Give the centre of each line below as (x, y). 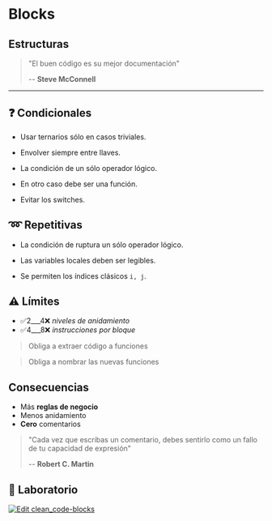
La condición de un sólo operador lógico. (89, 168)
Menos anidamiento (53, 416)
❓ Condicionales (50, 113)
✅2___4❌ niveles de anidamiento (75, 321)
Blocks (32, 14)
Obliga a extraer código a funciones (88, 346)
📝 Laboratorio (43, 490)
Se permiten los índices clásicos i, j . (83, 275)
